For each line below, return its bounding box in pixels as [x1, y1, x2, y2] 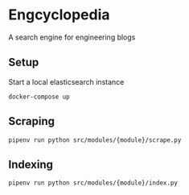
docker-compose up [8, 93, 70, 101]
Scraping [8, 114, 55, 128]
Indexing [8, 157, 54, 171]
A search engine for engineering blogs [8, 32, 136, 42]
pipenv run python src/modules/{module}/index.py [8, 179, 179, 187]
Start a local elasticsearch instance [8, 77, 125, 86]
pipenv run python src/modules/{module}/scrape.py [8, 135, 182, 144]
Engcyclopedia [8, 6, 110, 24]
